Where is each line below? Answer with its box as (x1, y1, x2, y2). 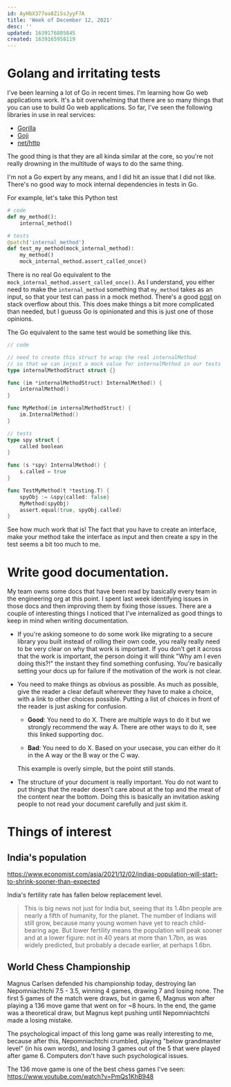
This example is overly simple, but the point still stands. (17, 765, 175, 773)
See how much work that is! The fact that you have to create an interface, (7, 525, 216, 533)
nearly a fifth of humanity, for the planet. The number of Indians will (24, 911, 216, 920)
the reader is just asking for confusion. (17, 702, 128, 711)
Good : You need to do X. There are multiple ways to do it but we (27, 715, 211, 724)
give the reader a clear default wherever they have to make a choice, (17, 688, 214, 696)
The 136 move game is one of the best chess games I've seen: (7, 1065, 185, 1073)
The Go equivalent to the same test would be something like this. (7, 328, 192, 336)
